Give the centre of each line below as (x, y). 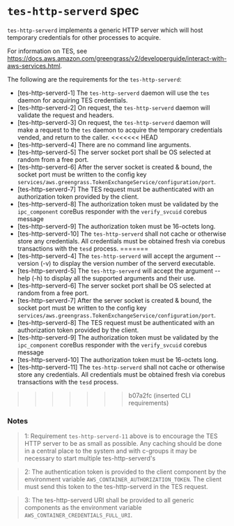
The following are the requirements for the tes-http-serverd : (95, 79)
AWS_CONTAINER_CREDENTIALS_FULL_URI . (78, 515)
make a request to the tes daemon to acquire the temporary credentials (120, 130)
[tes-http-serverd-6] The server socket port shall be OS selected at (114, 285)
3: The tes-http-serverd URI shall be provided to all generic (109, 500)
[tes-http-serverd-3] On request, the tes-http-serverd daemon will (114, 122)
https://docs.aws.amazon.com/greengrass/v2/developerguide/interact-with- (117, 58)
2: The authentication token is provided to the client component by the (125, 472)
